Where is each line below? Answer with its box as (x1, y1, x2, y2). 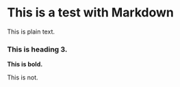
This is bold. (7, 60, 43, 69)
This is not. (7, 73, 39, 82)
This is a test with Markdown (7, 5, 175, 21)
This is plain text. (7, 27, 55, 36)
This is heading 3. (7, 45, 68, 54)
